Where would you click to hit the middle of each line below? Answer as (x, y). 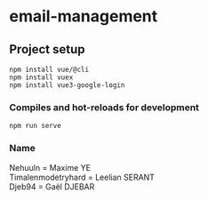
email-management (84, 16)
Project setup (48, 49)
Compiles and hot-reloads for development (104, 107)
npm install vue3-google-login (67, 85)
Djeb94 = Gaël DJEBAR (52, 186)
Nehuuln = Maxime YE (50, 167)
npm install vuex (41, 77)
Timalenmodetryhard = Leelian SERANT (82, 177)
